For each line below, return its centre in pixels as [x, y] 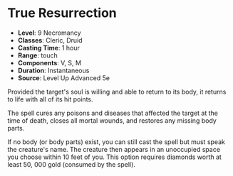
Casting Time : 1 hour [49, 48]
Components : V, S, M [50, 62]
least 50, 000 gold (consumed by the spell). [71, 164]
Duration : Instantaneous [53, 70]
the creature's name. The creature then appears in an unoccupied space [114, 149]
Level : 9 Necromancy [49, 33]
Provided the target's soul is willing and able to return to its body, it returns [117, 92]
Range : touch [38, 55]
